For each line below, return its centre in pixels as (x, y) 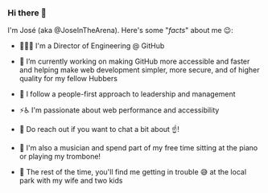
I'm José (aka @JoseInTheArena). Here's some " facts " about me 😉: (121, 31)
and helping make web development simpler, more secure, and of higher (139, 70)
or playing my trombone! (60, 157)
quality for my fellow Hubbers (68, 79)
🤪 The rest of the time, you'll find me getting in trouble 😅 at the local (133, 172)
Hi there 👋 (27, 13)
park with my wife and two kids (71, 181)
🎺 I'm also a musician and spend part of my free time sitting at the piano (138, 148)
